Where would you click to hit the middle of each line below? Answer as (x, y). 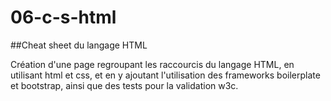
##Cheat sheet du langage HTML (79, 45)
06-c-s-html (63, 17)
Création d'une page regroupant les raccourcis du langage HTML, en (152, 64)
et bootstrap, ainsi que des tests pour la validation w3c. (124, 85)
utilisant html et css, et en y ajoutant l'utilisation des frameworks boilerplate (165, 75)
